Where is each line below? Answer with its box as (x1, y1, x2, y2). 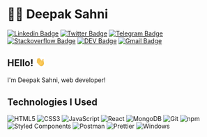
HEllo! (7, 57, 33, 69)
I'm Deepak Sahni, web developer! (7, 76, 106, 84)
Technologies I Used (7, 96, 98, 108)
